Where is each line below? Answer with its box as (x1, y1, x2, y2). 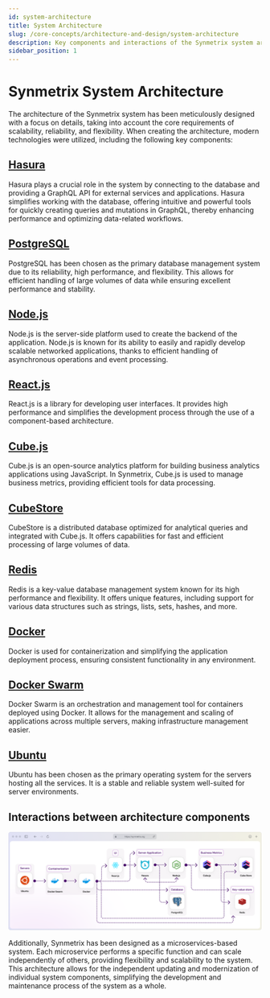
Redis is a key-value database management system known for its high (8, 584, 239, 594)
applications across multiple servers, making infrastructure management (8, 716, 249, 726)
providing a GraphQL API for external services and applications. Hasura (8, 188, 245, 197)
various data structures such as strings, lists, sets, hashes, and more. (8, 601, 238, 611)
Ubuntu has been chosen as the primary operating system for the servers (8, 769, 252, 780)
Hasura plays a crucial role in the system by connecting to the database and (8, 179, 260, 189)
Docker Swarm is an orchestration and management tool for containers (8, 699, 243, 709)
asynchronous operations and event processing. (8, 354, 169, 364)
